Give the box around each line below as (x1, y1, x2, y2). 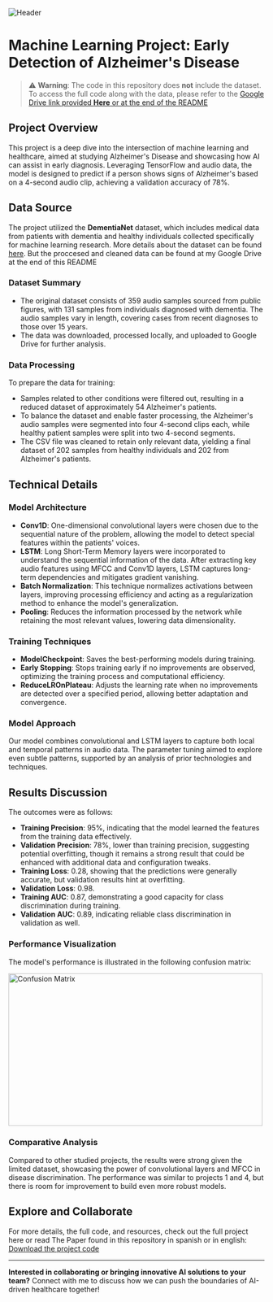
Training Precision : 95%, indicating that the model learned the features (19, 823, 260, 833)
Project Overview (8, 121, 98, 135)
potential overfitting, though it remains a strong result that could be (19, 849, 245, 859)
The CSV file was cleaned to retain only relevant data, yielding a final (19, 437, 251, 446)
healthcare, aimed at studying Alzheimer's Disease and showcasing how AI (8, 151, 260, 161)
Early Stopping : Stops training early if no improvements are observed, (19, 663, 256, 673)
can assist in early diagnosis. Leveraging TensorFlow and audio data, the (8, 159, 253, 170)
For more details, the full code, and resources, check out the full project (8, 1226, 249, 1236)
